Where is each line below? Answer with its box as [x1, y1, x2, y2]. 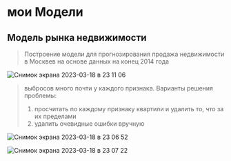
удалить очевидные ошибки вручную [34, 120, 145, 128]
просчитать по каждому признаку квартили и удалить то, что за [34, 105, 224, 113]
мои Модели [7, 4, 84, 20]
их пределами [34, 112, 77, 120]
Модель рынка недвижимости [7, 32, 147, 44]
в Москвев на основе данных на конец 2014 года [23, 57, 170, 66]
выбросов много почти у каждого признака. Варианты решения [23, 84, 214, 92]
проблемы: [23, 91, 57, 100]
